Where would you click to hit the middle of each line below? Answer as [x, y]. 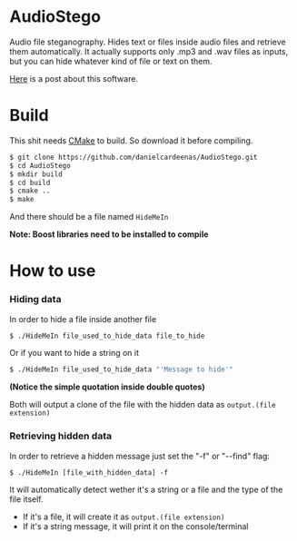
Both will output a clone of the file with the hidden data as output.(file [143, 405]
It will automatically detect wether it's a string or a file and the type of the [146, 489]
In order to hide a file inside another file [83, 319]
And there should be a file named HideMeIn [89, 217]
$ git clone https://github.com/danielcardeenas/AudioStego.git [134, 157]
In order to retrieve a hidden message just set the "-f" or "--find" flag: [140, 456]
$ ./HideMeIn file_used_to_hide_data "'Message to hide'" [121, 369]
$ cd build [30, 182]
